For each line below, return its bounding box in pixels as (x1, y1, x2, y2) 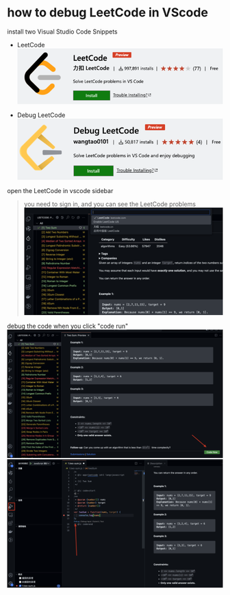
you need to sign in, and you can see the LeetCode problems (23, 200, 196, 208)
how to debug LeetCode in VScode (7, 5, 209, 21)
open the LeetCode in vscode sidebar (7, 187, 114, 195)
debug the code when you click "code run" (7, 322, 129, 330)
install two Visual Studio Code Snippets (7, 27, 118, 36)
